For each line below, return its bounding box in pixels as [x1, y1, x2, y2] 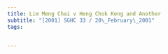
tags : [7, 23, 23, 30]
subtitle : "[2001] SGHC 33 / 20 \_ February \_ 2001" [7, 17, 155, 24]
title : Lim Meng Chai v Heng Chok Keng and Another [7, 10, 161, 18]
